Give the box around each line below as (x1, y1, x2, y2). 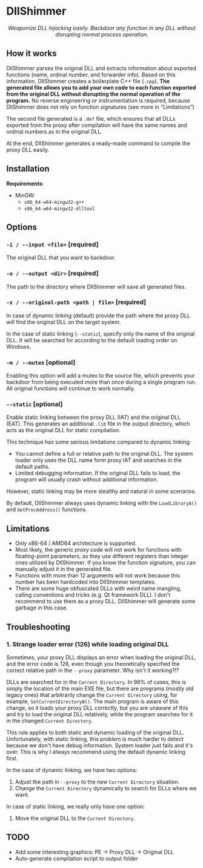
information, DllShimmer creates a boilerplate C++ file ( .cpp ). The (6, 77, 170, 84)
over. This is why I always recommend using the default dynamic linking (6, 748, 186, 755)
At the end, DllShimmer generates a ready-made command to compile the (6, 140, 191, 147)
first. (6, 754, 18, 762)
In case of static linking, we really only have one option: (6, 802, 145, 810)
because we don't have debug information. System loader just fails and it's (6, 742, 193, 749)
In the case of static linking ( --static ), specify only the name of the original (6, 330, 195, 337)
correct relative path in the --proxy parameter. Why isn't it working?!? (6, 666, 179, 674)
